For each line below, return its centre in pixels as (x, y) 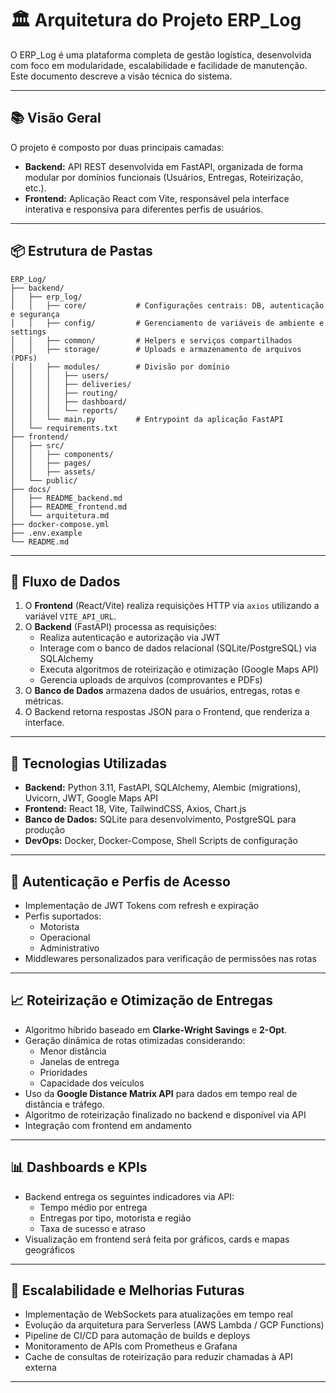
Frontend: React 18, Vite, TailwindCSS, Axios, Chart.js (135, 809)
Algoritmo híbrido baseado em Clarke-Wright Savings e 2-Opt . (156, 1029)
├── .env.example (46, 533)
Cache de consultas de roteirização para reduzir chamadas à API (158, 1357)
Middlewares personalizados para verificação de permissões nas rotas (170, 958)
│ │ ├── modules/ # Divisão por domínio (120, 367)
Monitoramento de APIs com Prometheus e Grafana (131, 1346)
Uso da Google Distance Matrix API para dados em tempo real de (161, 1093)
